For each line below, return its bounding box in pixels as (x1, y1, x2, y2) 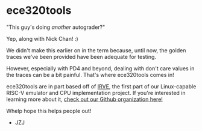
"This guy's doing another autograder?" (6, 23, 106, 31)
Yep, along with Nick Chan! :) (6, 35, 78, 42)
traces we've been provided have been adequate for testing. (6, 53, 157, 60)
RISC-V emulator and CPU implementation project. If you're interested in (6, 89, 186, 96)
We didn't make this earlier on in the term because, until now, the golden (6, 46, 186, 54)
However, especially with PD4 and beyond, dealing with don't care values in (6, 64, 195, 72)
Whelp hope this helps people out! (6, 107, 92, 114)
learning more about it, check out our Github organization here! (6, 96, 163, 103)
